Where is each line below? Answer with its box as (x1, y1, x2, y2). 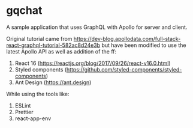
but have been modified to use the (101, 41, 186, 49)
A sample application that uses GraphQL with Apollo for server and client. (6, 23, 188, 31)
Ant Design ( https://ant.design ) (14, 79, 92, 86)
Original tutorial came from (6, 35, 73, 42)
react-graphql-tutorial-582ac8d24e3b (6, 41, 101, 49)
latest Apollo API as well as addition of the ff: (6, 47, 117, 55)
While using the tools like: (6, 90, 70, 97)
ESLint (14, 102, 31, 109)
